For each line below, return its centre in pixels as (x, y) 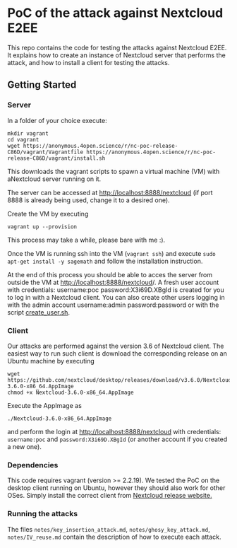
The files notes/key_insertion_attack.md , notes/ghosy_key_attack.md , (109, 529)
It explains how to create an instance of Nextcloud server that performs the (116, 55)
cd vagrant (23, 139)
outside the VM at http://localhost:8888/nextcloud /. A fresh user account (113, 282)
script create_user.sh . (39, 312)
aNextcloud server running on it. (54, 179)
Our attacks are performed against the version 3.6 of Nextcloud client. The (116, 346)
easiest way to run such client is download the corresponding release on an (117, 353)
